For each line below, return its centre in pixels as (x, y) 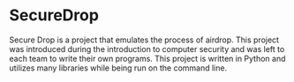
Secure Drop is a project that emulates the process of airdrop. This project (144, 40)
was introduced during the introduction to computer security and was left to (147, 48)
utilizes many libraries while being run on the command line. (118, 68)
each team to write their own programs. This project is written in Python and (147, 58)
